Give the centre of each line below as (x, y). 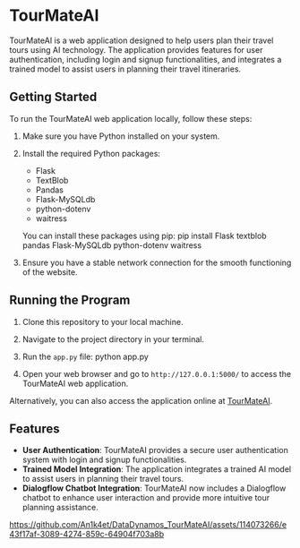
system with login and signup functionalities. (104, 460)
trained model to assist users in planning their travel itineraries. (125, 69)
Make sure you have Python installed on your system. (121, 136)
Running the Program (70, 300)
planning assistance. (60, 508)
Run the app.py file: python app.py (86, 356)
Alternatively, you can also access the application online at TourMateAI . (141, 400)
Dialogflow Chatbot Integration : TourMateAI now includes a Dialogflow (154, 488)
